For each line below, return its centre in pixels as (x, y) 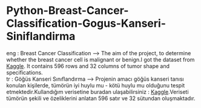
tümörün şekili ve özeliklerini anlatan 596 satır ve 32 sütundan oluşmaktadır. (101, 98)
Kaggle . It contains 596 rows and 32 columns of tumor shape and (88, 66)
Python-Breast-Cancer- (68, 11)
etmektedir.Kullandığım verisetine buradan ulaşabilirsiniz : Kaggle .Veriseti (97, 92)
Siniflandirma (41, 36)
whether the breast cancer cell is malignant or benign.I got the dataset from (100, 59)
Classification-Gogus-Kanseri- (86, 23)
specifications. (25, 72)
